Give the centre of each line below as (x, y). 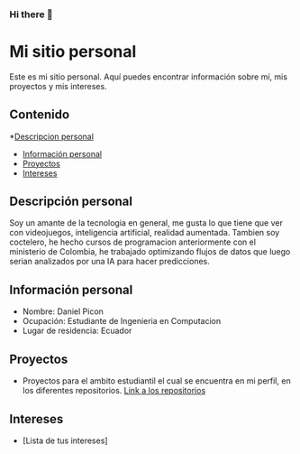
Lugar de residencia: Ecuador (77, 331)
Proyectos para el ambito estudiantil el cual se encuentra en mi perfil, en (156, 381)
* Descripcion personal (52, 136)
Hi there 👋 (32, 14)
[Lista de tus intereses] (65, 440)
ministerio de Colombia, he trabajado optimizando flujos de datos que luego (150, 252)
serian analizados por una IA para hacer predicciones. (109, 262)
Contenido (40, 115)
